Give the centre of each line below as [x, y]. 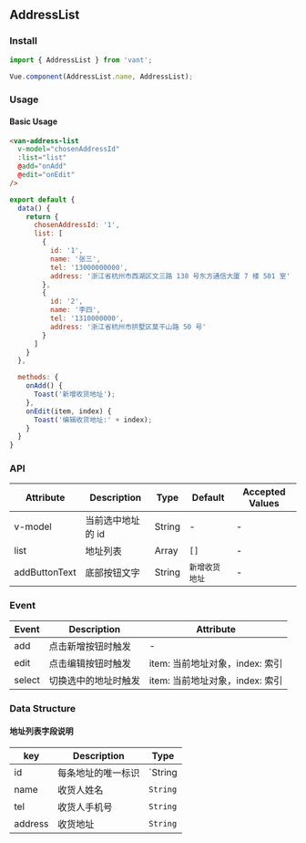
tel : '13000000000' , [89, 267]
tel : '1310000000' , [87, 318]
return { [42, 217]
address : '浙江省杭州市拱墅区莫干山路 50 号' [128, 327]
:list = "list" [42, 158]
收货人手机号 [85, 807]
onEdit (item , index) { [69, 411]
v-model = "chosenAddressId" [69, 150]
